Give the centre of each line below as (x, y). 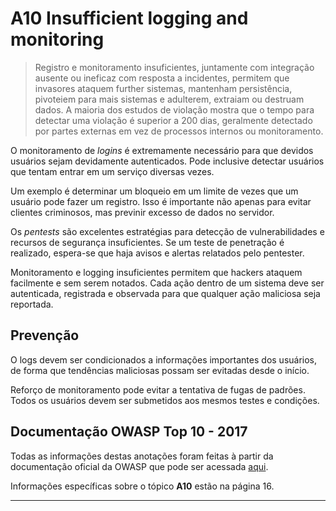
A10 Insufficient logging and (129, 18)
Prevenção (45, 335)
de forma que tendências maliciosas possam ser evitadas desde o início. (160, 370)
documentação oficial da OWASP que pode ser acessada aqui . (139, 466)
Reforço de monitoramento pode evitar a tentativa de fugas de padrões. (158, 389)
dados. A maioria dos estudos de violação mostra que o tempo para (174, 109)
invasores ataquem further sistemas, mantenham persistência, (163, 88)
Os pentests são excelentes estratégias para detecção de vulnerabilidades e (167, 231)
